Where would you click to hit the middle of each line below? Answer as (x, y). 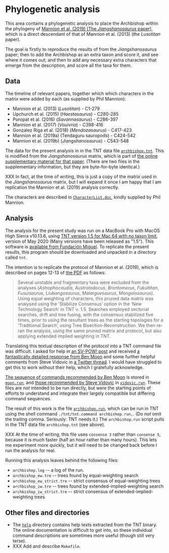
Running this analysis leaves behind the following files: (62, 460)
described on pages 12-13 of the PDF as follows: (55, 272)
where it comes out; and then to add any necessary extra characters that (81, 60)
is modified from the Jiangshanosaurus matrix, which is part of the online (81, 156)
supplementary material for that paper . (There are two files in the (72, 161)
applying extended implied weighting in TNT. (64, 336)
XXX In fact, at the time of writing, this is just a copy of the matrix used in (81, 176)
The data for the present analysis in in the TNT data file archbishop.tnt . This (85, 151)
